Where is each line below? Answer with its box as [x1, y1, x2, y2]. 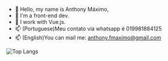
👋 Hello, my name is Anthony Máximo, [14, 6, 109, 13]
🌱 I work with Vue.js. [14, 19, 66, 25]
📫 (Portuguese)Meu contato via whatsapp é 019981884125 [14, 25, 162, 32]
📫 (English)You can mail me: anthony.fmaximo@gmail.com [14, 34, 161, 41]
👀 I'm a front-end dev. [14, 12, 70, 19]
